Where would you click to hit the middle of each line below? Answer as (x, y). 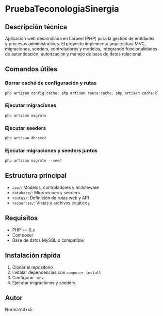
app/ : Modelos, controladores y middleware (56, 187)
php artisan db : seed (26, 138)
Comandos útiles (31, 69)
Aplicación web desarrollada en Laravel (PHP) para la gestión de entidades (80, 38)
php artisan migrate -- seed (33, 161)
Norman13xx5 (19, 310)
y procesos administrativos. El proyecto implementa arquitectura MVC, (75, 44)
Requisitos (21, 218)
